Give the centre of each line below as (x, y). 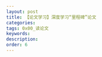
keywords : (18, 34)
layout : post (22, 12)
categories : (21, 23)
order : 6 (17, 45)
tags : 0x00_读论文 (28, 28)
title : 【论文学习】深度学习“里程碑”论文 (51, 17)
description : (22, 39)
